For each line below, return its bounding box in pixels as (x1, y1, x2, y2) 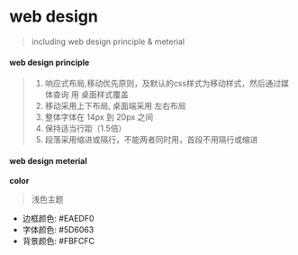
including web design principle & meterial (31, 36, 185, 47)
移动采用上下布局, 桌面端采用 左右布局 (44, 101, 186, 112)
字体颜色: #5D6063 (22, 224, 95, 235)
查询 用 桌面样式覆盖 (52, 89, 129, 100)
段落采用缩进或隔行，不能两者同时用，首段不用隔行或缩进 (44, 134, 258, 145)
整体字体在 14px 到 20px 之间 (44, 112, 154, 123)
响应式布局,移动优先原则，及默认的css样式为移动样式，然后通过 (44, 78, 282, 89)
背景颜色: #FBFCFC (22, 236, 95, 247)
